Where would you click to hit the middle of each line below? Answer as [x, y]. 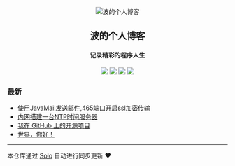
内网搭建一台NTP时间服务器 [57, 116]
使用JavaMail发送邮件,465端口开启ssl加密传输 [84, 108]
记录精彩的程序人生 [117, 55]
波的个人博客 [117, 36]
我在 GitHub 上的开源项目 [54, 125]
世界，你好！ [36, 134]
